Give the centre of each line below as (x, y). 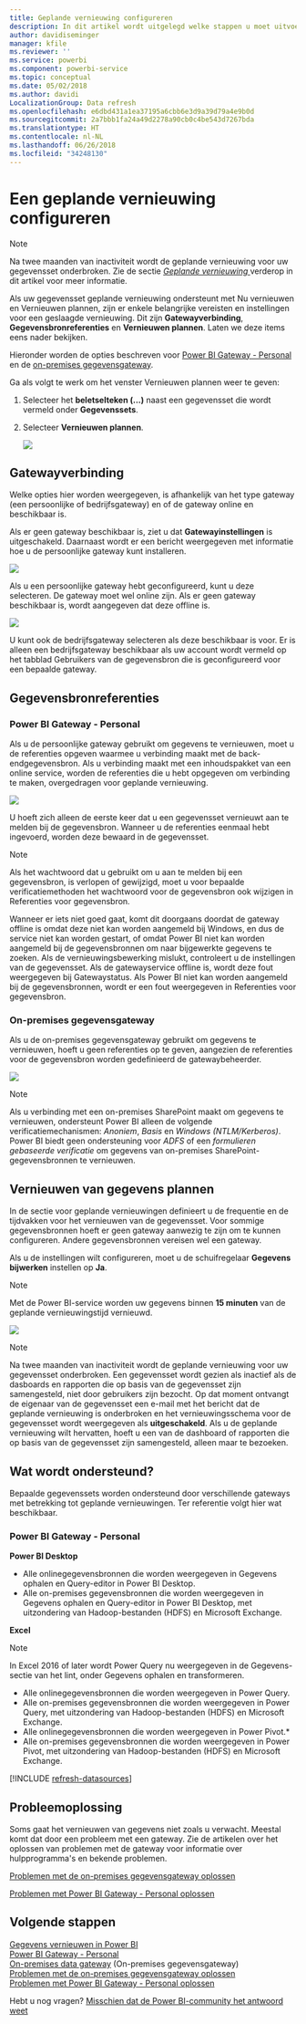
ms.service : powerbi (49, 60)
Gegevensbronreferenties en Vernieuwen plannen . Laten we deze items (147, 327)
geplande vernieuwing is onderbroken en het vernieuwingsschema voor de (150, 1414)
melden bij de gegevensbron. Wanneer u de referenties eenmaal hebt (140, 828)
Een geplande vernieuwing (113, 198)
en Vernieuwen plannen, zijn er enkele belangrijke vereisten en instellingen (149, 308)
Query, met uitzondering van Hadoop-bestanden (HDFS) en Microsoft (153, 1713)
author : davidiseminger (55, 35)
